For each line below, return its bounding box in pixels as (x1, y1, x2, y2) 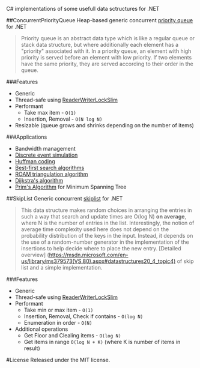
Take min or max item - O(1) (23, 306, 94, 313)
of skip (177, 258, 194, 265)
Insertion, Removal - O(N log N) (23, 115, 103, 122)
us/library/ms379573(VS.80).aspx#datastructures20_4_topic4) (20, 258, 176, 265)
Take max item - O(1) (23, 109, 76, 116)
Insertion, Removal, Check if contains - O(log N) (23, 313, 144, 320)
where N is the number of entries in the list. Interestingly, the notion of (20, 219, 195, 226)
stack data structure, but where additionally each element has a (20, 41, 179, 48)
